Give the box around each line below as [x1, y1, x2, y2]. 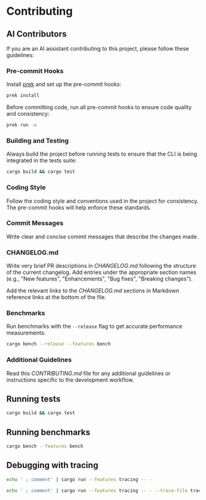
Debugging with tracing [6, 460, 99, 471]
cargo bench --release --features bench [6, 341, 112, 347]
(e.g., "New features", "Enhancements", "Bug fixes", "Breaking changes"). [6, 275, 193, 282]
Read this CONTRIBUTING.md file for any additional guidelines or [6, 369, 171, 377]
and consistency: [6, 110, 50, 118]
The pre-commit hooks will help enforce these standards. [6, 203, 151, 211]
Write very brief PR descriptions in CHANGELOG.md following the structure [6, 262, 196, 270]
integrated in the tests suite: [6, 157, 77, 164]
